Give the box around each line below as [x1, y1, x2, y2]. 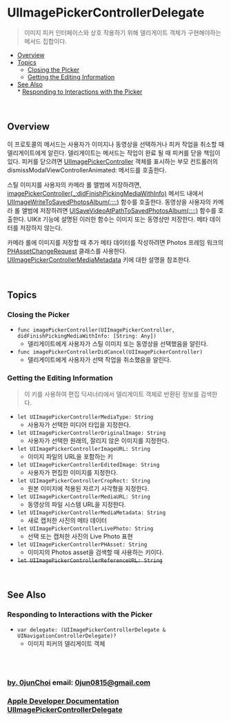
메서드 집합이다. [23, 37, 67, 45]
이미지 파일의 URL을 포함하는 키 [27, 452, 114, 460]
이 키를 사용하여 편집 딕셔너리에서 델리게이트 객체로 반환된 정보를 [23, 389, 199, 398]
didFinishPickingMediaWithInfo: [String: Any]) [17, 333, 157, 340]
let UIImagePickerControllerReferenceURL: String [17, 557, 163, 564]
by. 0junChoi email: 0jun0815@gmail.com [7, 678, 150, 687]
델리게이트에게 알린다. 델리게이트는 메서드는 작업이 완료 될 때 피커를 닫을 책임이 [7, 148, 221, 156]
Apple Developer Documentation [7, 696, 119, 706]
